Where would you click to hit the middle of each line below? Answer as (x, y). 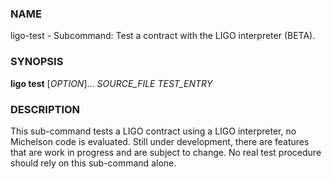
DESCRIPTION (45, 109)
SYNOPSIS (37, 62)
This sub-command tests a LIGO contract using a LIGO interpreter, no (153, 131)
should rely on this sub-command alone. (93, 163)
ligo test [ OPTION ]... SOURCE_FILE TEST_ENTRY (111, 83)
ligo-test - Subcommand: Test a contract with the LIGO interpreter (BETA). (163, 36)
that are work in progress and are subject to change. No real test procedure (166, 152)
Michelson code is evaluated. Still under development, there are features (160, 141)
